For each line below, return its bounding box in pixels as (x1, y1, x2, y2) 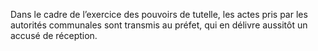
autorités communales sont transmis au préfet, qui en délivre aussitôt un (10, 19, 308, 31)
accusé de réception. (10, 30, 98, 41)
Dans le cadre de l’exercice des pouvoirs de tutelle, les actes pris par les (10, 9, 308, 20)
